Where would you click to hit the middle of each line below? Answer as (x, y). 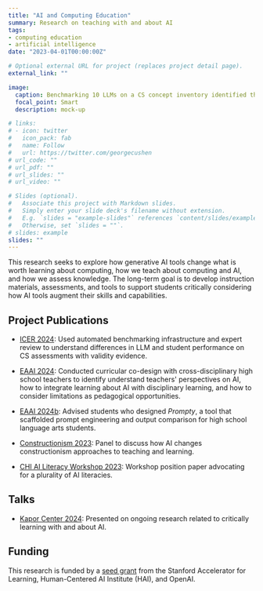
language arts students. (58, 428)
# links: (22, 124)
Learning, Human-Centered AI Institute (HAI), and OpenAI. (102, 578)
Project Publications (58, 320)
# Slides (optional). (43, 196)
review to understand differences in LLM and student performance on (132, 348)
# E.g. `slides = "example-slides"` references (91, 218)
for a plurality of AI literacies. (66, 475)
